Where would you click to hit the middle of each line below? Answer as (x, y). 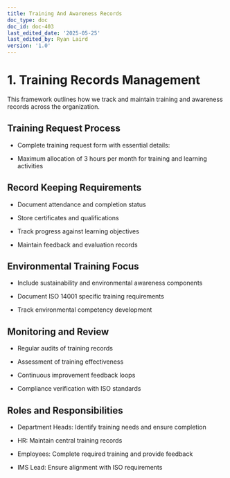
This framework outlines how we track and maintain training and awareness (115, 99)
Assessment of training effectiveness (70, 362)
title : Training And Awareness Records (65, 14)
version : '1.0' (29, 46)
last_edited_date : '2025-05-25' (54, 33)
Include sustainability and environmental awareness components (110, 283)
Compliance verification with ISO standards (79, 389)
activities (30, 166)
